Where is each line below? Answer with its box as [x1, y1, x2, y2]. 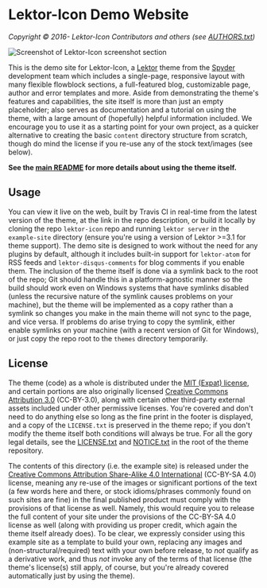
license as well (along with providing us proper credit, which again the [8, 520, 238, 530]
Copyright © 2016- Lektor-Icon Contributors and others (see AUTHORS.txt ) [8, 32, 256, 41]
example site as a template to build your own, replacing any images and [8, 537, 242, 547]
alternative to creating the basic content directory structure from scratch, [8, 130, 248, 140]
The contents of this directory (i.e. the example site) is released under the [8, 461, 249, 470]
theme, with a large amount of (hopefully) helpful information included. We [8, 113, 253, 123]
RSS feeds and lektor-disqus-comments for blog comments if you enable [8, 257, 245, 267]
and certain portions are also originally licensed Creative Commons [8, 386, 229, 395]
